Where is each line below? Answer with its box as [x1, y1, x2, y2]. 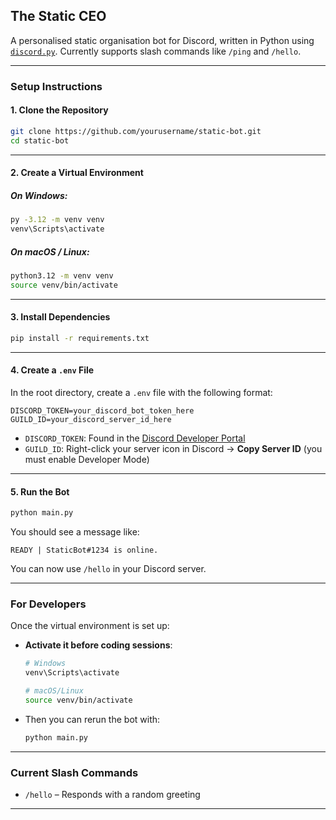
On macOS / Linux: [10, 245, 90, 258]
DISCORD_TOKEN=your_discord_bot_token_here [10, 406, 195, 416]
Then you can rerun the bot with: [24, 713, 161, 725]
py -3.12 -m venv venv [10, 215, 105, 225]
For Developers [10, 597, 87, 611]
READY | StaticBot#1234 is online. [10, 545, 159, 556]
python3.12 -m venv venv [10, 270, 114, 281]
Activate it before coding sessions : [24, 639, 173, 651]
